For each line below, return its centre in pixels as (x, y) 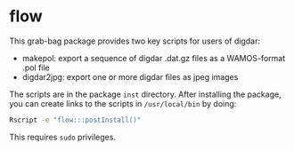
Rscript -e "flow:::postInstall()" (75, 120)
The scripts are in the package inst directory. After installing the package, (146, 94)
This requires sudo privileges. (62, 137)
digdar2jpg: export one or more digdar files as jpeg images (130, 76)
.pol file (36, 68)
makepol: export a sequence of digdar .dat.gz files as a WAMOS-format (154, 58)
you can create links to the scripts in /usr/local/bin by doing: (123, 103)
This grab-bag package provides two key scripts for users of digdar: (135, 41)
